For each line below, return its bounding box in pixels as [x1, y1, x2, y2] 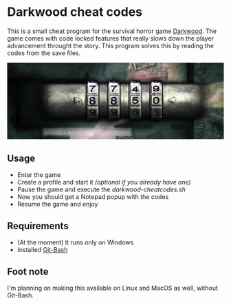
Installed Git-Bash [16, 246, 68, 254]
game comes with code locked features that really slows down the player [7, 34, 214, 42]
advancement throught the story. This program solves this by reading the [7, 41, 214, 50]
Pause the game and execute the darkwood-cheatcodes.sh [16, 185, 186, 193]
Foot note [7, 266, 49, 277]
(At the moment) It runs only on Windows [16, 238, 134, 246]
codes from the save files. [7, 49, 81, 57]
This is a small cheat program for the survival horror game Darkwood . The [7, 27, 217, 35]
